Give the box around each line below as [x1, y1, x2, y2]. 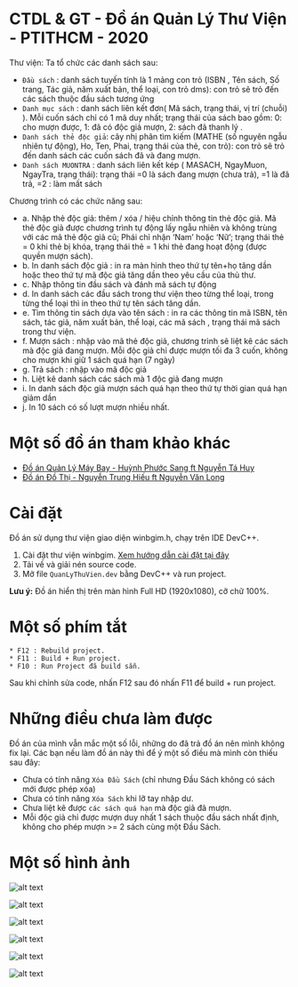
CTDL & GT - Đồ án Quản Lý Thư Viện [9, 9, 287, 29]
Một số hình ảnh [9, 852, 131, 872]
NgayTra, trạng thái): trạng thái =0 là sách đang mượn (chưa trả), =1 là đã [21, 169, 290, 180]
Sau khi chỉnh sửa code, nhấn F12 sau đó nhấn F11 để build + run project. [9, 677, 277, 688]
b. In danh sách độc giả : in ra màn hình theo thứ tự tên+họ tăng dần [21, 260, 272, 270]
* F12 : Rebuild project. [9, 646, 105, 655]
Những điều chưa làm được [9, 708, 213, 728]
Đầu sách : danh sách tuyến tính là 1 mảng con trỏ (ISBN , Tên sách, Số [21, 74, 280, 84]
